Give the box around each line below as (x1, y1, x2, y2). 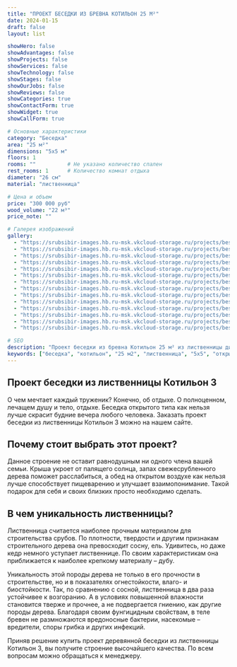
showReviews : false (7, 89, 65, 96)
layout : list (7, 30, 46, 37)
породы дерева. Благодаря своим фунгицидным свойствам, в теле (7, 608, 210, 616)
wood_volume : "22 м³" (7, 207, 71, 214)
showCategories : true (7, 95, 71, 103)
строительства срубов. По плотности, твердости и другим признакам (7, 534, 219, 543)
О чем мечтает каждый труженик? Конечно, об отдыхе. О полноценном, (7, 395, 227, 404)
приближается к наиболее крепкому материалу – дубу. (7, 557, 175, 565)
